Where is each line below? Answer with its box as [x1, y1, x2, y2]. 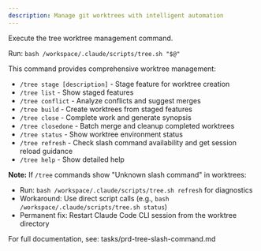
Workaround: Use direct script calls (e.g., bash [19, 193, 170, 203]
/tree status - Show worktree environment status [19, 129, 184, 139]
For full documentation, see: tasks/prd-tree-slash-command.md [8, 234, 216, 243]
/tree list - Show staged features [19, 88, 134, 97]
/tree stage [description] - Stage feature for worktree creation [19, 79, 230, 88]
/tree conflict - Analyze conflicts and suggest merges [19, 96, 201, 105]
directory [19, 219, 50, 228]
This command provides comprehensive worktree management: [8, 64, 217, 73]
